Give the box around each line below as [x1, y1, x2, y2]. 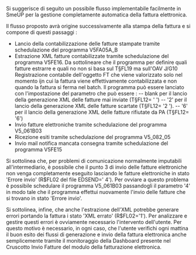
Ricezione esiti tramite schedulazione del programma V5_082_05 [14, 134, 171, 140]
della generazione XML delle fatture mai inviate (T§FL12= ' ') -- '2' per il [14, 96, 187, 103]
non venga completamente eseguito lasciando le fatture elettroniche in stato [6, 170, 190, 176]
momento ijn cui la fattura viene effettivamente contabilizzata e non [14, 77, 177, 84]
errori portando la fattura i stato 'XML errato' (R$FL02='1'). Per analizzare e [6, 212, 187, 219]
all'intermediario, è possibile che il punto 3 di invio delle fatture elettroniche [6, 164, 187, 171]
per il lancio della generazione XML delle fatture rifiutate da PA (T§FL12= [14, 108, 190, 115]
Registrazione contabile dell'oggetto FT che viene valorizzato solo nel [14, 72, 183, 78]
